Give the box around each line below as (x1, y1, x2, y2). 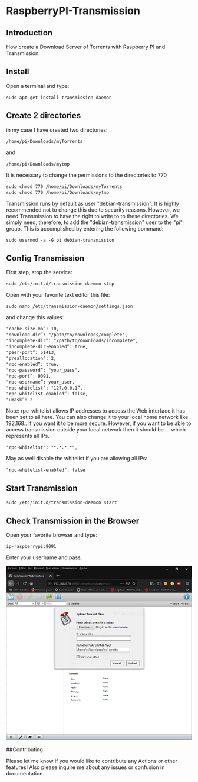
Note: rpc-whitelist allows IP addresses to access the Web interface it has (6, 407, 186, 414)
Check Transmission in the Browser (6, 515, 140, 525)
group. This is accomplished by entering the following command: (6, 225, 164, 232)
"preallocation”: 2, (6, 356, 57, 362)
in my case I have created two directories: (6, 126, 108, 134)
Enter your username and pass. (6, 554, 82, 561)
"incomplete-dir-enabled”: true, (6, 344, 88, 350)
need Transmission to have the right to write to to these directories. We (6, 212, 179, 219)
